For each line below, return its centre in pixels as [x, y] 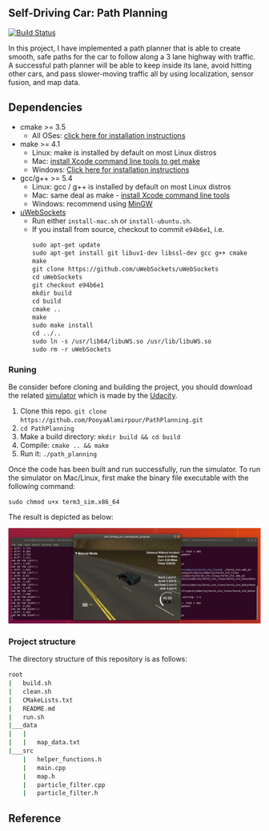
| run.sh [26, 717]
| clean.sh [30, 691]
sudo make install [62, 325]
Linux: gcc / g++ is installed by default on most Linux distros [131, 186]
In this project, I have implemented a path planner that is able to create [124, 48]
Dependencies [45, 108]
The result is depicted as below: [61, 516]
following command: [42, 486]
